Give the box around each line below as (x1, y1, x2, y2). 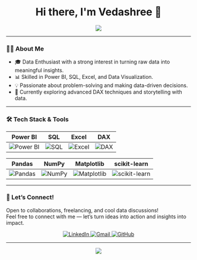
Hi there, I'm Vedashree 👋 (35, 5, 162, 19)
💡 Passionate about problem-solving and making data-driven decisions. (14, 82, 188, 89)
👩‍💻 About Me (6, 44, 44, 52)
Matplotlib (75, 159, 104, 168)
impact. (6, 219, 25, 226)
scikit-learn (114, 159, 148, 168)
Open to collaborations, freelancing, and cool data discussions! (6, 206, 159, 214)
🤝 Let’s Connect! (6, 194, 55, 202)
